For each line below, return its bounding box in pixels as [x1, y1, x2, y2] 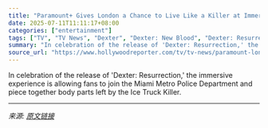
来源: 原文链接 [8, 111, 54, 120]
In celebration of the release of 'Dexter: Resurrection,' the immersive [8, 71, 233, 80]
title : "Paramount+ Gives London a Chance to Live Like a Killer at [8, 11, 241, 20]
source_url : [8, 48, 48, 56]
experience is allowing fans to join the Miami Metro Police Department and [8, 79, 253, 88]
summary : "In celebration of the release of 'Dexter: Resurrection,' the [8, 41, 259, 49]
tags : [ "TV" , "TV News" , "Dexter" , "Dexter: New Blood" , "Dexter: [8, 33, 234, 42]
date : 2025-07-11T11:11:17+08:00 [8, 19, 120, 27]
